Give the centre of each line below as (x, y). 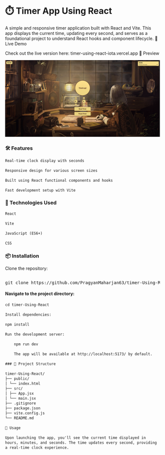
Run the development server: (35, 334)
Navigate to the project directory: (40, 294)
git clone (17, 282)
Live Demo (16, 43)
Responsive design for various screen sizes (51, 171)
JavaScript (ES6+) (24, 233)
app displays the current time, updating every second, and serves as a (76, 33)
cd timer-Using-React (27, 305)
